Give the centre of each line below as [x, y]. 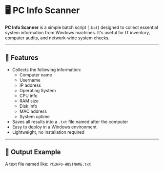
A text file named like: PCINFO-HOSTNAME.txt [48, 164]
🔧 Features [22, 58]
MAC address [33, 111]
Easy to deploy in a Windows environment [54, 127]
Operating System [38, 90]
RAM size [29, 101]
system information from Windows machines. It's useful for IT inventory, [78, 32]
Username [30, 80]
